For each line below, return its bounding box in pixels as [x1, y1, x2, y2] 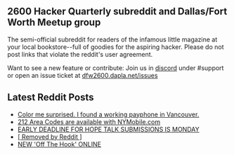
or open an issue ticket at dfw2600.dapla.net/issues [7, 71, 158, 79]
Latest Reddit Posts [7, 91, 94, 104]
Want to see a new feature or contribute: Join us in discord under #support [7, 63, 224, 72]
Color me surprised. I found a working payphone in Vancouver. [17, 110, 200, 119]
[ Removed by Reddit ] [17, 133, 82, 141]
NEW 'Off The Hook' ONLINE [17, 140, 102, 148]
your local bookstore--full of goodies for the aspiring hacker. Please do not [7, 42, 224, 51]
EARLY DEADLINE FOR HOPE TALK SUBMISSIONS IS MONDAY [17, 125, 200, 133]
